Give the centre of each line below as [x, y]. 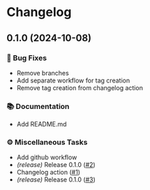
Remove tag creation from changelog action [80, 87]
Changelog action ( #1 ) [48, 173]
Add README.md [42, 124]
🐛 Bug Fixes [27, 58]
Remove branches [43, 73]
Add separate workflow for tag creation [73, 80]
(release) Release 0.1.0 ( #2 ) [56, 165]
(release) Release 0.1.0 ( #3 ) [56, 180]
